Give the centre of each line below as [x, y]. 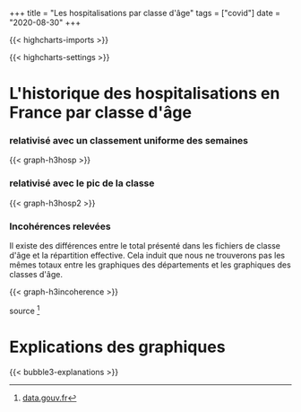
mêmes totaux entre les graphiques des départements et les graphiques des [150, 265]
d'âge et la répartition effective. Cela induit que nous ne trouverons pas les [147, 256]
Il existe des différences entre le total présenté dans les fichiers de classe [145, 246]
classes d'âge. [36, 275]
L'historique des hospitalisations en [145, 94]
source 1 [25, 310]
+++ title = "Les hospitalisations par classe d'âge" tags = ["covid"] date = [145, 13]
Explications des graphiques [117, 347]
